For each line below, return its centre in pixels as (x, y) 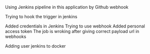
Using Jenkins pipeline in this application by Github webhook (67, 7)
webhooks (16, 37)
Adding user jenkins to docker (36, 46)
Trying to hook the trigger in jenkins (41, 16)
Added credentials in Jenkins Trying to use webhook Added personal (75, 26)
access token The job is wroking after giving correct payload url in (72, 31)
